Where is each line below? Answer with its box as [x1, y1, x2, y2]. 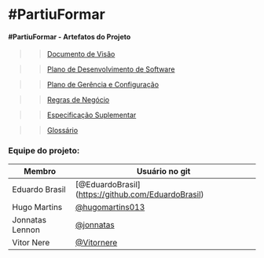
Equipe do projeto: [8, 146, 80, 157]
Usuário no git [136, 165, 191, 176]
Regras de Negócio [46, 95, 110, 105]
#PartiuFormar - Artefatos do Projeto [8, 31, 131, 41]
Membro [23, 165, 57, 176]
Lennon [12, 224, 41, 235]
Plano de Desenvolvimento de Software [46, 64, 175, 74]
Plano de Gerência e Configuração [46, 80, 159, 90]
